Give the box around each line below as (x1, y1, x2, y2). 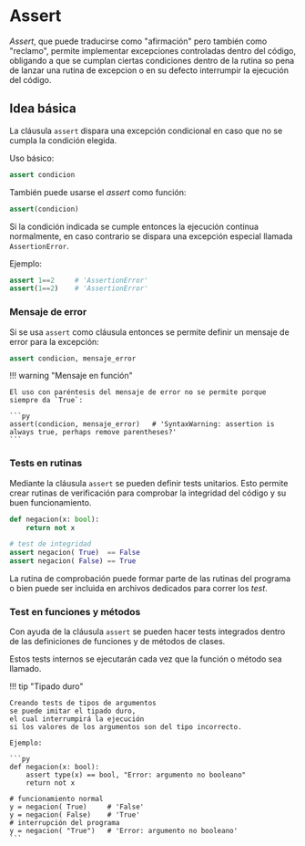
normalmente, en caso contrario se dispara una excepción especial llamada (9, 230, 293, 242)
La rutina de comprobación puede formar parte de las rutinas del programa (9, 573, 291, 584)
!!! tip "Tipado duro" (9, 681, 84, 692)
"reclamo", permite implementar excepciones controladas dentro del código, (9, 45, 296, 56)
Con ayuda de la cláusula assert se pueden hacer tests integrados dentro (9, 626, 286, 637)
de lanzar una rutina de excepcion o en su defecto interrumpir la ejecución (9, 65, 290, 76)
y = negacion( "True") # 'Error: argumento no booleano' (9, 827, 239, 836)
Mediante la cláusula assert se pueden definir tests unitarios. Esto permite (9, 477, 289, 488)
